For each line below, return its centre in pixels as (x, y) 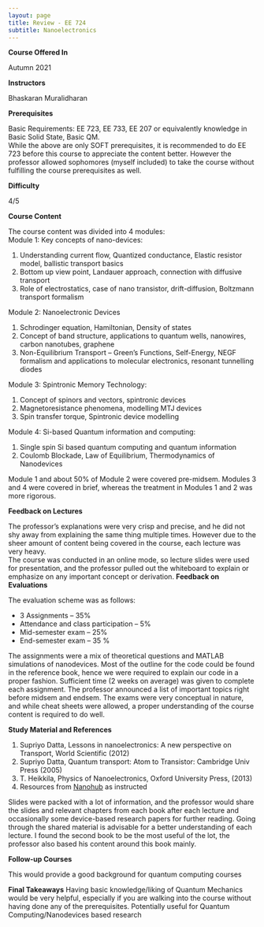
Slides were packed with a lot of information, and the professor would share (131, 802)
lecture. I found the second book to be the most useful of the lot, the (119, 836)
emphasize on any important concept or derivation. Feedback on (113, 577)
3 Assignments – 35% (55, 616)
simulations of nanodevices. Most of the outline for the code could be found (131, 664)
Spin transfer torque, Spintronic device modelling (99, 417)
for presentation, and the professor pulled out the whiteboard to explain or (129, 569)
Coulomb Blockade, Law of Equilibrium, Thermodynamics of (117, 456)
